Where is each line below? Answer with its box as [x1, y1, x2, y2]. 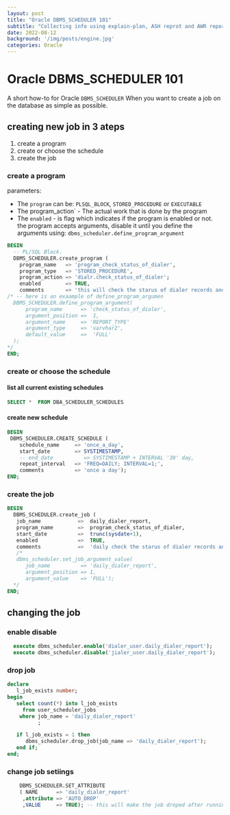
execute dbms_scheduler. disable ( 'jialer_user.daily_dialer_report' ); [13, 649, 216, 656]
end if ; [16, 744, 38, 751]
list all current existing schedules [7, 384, 104, 392]
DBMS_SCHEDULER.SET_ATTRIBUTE [19, 782, 106, 790]
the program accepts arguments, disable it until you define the [16, 222, 193, 230]
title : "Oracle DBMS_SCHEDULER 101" [7, 16, 112, 23]
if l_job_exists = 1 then [16, 731, 90, 738]
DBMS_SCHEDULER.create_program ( [13, 255, 109, 262]
